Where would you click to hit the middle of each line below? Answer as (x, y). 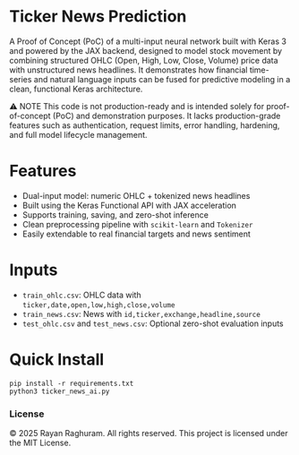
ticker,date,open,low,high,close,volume (98, 305)
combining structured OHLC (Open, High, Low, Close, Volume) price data (144, 60)
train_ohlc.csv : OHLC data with (81, 295)
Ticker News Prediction (98, 17)
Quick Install (57, 359)
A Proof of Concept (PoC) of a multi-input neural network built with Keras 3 (148, 41)
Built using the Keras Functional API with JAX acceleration (129, 205)
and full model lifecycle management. (78, 134)
